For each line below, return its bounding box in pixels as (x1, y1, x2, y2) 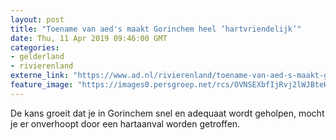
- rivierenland (10, 61, 74, 71)
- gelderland (10, 52, 65, 62)
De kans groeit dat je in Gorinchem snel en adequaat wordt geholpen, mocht (10, 107, 325, 119)
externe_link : (10, 71, 70, 81)
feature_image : (10, 80, 74, 90)
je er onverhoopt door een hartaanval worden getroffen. (10, 117, 241, 130)
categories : (10, 42, 60, 53)
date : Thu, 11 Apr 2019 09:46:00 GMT (10, 33, 168, 43)
